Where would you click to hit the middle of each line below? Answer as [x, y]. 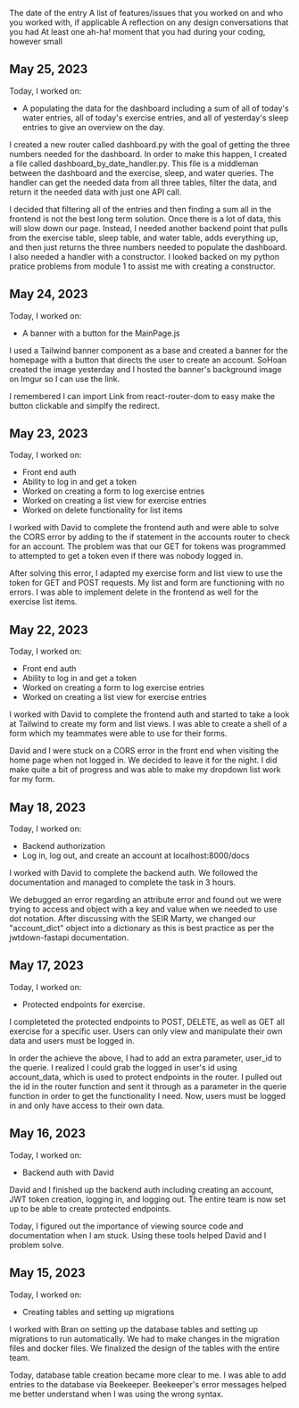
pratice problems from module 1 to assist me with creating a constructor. [142, 266]
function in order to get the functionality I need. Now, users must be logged [148, 1096]
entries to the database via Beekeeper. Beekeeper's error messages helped [148, 1384]
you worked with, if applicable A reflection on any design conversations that [149, 22]
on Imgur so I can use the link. [65, 379]
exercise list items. [43, 602]
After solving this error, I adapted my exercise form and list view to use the [146, 573]
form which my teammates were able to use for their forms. [118, 733]
